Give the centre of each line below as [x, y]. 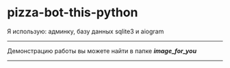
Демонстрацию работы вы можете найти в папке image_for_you [102, 51]
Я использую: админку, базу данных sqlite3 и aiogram [86, 31]
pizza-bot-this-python [73, 13]
